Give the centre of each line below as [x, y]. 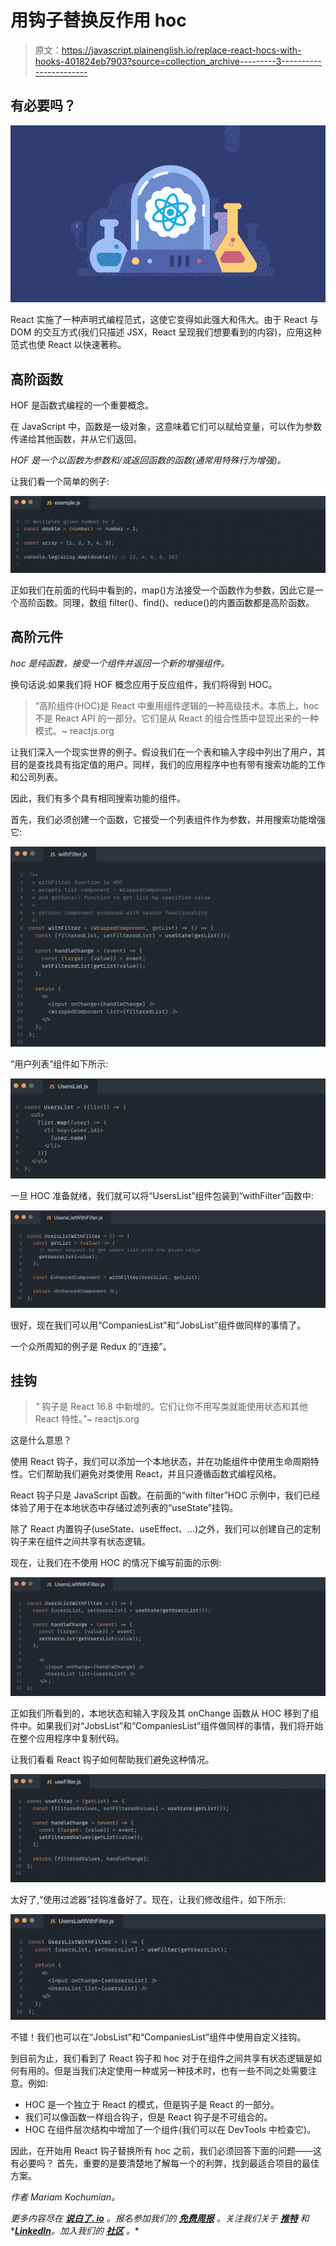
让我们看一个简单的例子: [60, 481]
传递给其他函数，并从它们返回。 [76, 438]
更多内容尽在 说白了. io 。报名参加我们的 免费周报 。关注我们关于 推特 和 [160, 2218]
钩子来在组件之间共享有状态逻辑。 [80, 1542]
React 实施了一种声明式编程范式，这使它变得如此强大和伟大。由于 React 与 [164, 320]
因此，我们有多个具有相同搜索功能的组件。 [98, 798]
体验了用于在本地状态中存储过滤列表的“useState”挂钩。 [124, 1508]
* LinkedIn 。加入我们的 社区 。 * [75, 2231]
